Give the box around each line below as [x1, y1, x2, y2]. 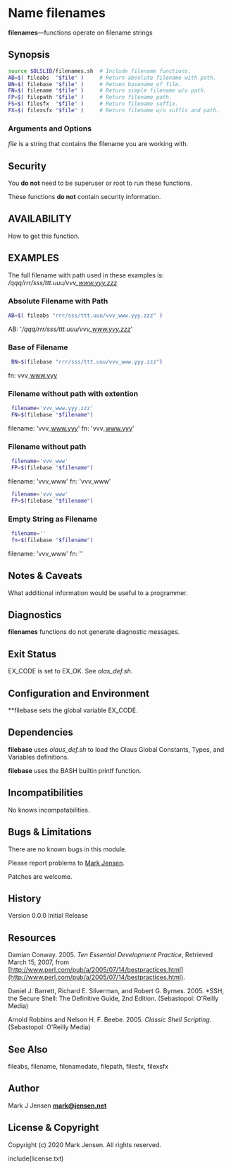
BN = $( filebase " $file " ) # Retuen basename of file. [8, 80, 182, 88]
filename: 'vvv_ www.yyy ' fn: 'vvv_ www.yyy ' [8, 424, 135, 432]
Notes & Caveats [8, 570, 83, 582]
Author [8, 1082, 39, 1095]
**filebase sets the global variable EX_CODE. [8, 706, 138, 714]
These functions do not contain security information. [8, 192, 161, 200]
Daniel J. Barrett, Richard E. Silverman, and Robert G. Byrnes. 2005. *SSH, [8, 987, 225, 995]
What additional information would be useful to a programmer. [8, 588, 189, 597]
